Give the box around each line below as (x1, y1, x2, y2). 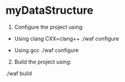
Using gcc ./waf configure (14, 46, 79, 54)
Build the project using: (14, 58, 72, 65)
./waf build (5, 69, 32, 77)
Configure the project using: (14, 23, 84, 31)
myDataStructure (5, 4, 94, 17)
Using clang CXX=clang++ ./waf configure (14, 35, 120, 42)
